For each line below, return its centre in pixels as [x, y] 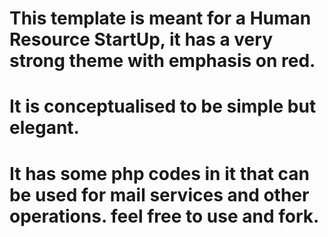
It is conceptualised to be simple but [163, 106]
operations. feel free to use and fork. [164, 216]
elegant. [44, 128]
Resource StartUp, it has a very [141, 39]
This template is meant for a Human [160, 18]
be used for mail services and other [159, 194]
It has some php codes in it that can [159, 173]
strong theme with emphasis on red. [162, 61]
